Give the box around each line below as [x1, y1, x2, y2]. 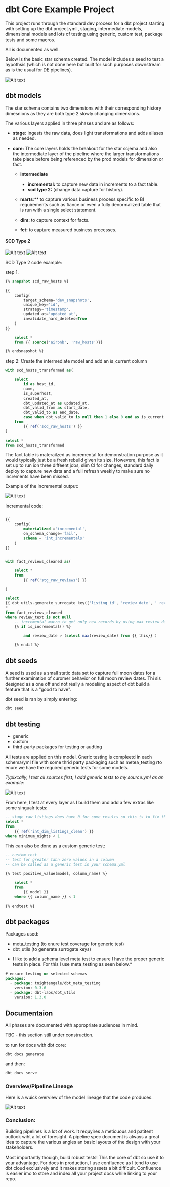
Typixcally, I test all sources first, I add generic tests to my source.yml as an [5, 774, 164, 780]
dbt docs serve [5, 1071, 37, 1076]
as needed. [12, 135, 36, 141]
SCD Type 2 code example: [5, 259, 62, 265]
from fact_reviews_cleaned [5, 610, 62, 615]
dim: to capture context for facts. [20, 217, 90, 223]
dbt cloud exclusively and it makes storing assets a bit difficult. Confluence [5, 1165, 162, 1171]
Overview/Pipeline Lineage [5, 1083, 73, 1090]
